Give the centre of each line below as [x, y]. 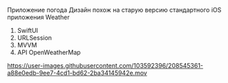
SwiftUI [28, 31]
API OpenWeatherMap [49, 52]
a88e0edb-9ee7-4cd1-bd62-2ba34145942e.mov [77, 73]
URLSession [35, 38]
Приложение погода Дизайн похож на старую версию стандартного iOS [114, 10]
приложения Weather [39, 17]
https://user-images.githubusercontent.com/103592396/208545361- [105, 66]
